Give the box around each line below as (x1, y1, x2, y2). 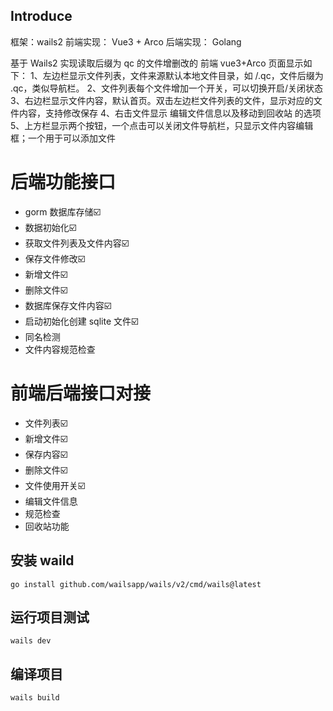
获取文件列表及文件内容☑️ (24, 237, 130, 249)
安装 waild (10, 552, 75, 569)
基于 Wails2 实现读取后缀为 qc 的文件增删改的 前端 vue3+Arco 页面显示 (10, 57, 304, 69)
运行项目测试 (10, 609, 90, 626)
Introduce (10, 8, 73, 25)
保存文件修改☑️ (24, 252, 86, 264)
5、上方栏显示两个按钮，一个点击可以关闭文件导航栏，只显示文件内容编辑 (10, 119, 314, 131)
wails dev (10, 636, 52, 646)
